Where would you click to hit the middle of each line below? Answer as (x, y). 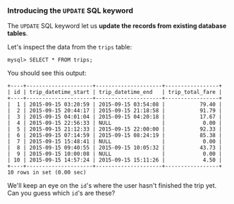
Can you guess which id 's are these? (61, 193)
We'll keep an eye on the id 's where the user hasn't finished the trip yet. (112, 186)
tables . (18, 33)
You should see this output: (47, 73)
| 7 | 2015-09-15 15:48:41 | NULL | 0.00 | (115, 142)
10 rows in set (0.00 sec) (47, 173)
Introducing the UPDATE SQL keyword (70, 11)
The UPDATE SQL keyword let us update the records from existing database (117, 26)
